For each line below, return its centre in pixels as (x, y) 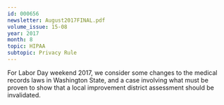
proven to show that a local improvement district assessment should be (111, 87)
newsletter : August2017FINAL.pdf (56, 20)
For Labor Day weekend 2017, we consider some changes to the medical (112, 72)
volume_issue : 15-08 (38, 27)
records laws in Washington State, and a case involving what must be (108, 80)
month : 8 (20, 40)
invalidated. (24, 94)
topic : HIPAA (26, 46)
